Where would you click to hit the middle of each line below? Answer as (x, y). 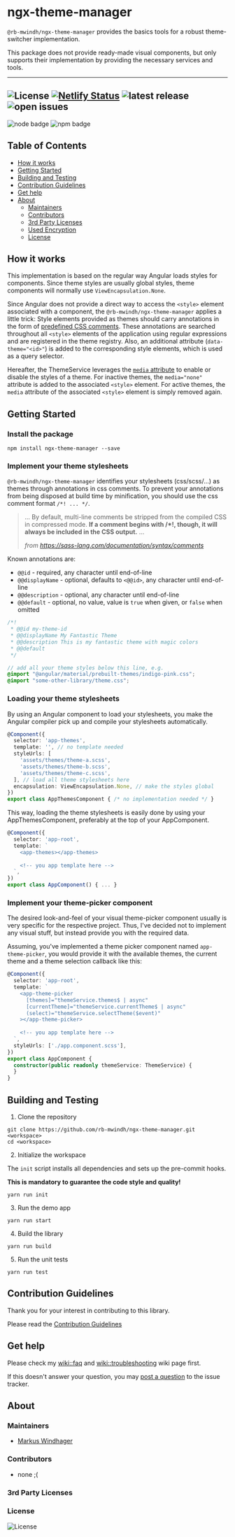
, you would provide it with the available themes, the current (131, 954)
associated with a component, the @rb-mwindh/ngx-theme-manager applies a (115, 311)
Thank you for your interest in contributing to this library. (88, 1310)
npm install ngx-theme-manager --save (64, 448)
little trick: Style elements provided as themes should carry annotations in (113, 319)
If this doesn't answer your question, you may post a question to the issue (114, 1376)
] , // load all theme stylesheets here (72, 780)
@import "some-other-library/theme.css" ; (69, 681)
